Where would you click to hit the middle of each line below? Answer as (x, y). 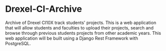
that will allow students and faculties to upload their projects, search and (80, 27)
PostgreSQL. (18, 43)
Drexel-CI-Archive (43, 9)
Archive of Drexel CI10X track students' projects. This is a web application (81, 23)
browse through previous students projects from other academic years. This (83, 33)
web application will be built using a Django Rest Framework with (72, 38)
